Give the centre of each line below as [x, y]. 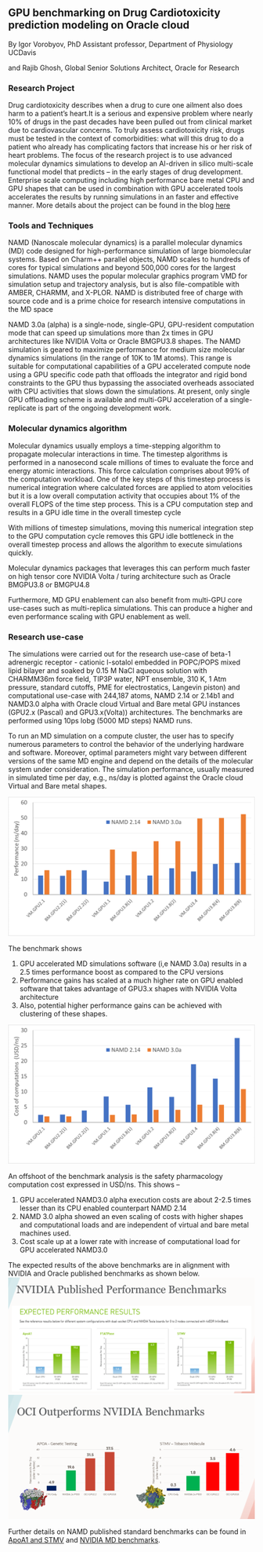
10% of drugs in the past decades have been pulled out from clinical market [130, 122]
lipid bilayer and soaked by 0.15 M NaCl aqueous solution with [108, 670]
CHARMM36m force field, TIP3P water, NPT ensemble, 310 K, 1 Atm [117, 679]
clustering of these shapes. [63, 1014]
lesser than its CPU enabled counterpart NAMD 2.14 [103, 1208]
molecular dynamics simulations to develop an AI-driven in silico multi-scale [131, 163]
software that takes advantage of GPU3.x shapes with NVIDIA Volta [128, 988]
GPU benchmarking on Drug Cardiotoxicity [114, 13]
